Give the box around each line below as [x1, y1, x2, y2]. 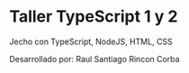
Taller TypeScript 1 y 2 [9, 6, 178, 27]
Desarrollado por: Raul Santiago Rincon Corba [9, 53, 180, 64]
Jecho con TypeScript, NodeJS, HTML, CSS [9, 36, 173, 47]
